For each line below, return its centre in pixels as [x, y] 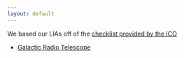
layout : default [31, 14]
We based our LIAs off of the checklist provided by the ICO [92, 34]
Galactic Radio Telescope [54, 47]
